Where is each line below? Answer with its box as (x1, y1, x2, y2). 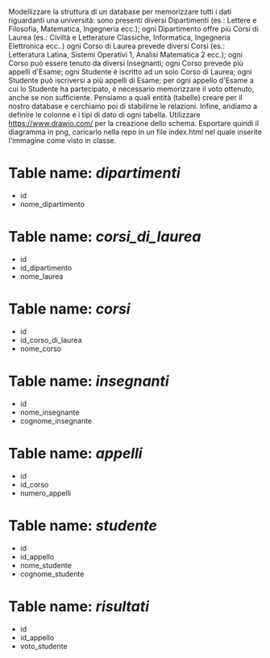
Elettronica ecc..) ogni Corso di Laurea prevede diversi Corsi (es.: (8, 41, 226, 51)
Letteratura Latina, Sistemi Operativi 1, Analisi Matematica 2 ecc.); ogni (8, 50, 243, 59)
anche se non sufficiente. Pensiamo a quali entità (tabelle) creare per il (8, 93, 243, 102)
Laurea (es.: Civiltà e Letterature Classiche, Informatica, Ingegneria (8, 32, 231, 42)
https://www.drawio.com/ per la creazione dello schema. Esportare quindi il (8, 119, 260, 128)
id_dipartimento (19, 263, 73, 272)
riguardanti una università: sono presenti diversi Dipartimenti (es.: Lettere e (8, 15, 257, 25)
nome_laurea (19, 271, 64, 281)
